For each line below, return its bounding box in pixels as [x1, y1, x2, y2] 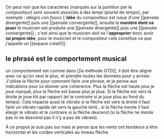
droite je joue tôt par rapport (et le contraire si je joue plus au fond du [5, 93, 144, 99]
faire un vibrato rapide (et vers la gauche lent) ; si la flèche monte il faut [5, 104, 149, 110]
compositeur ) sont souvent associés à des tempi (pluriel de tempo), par [5, 9, 149, 15]
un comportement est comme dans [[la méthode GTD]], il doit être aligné [5, 68, 152, 73]
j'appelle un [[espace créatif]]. [5, 41, 66, 46]
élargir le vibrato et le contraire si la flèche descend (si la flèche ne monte [5, 109, 154, 115]
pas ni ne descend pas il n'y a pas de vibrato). [5, 115, 98, 120]
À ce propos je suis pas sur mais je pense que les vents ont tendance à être [5, 124, 158, 130]
